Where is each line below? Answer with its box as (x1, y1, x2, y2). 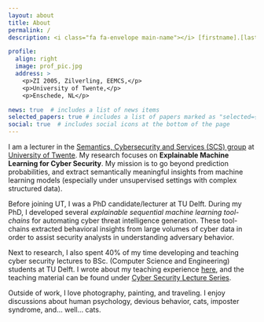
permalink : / (8, 26, 51, 34)
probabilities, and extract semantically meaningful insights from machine (8, 167, 244, 176)
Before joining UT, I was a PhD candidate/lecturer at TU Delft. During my (8, 199, 242, 209)
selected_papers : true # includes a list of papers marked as (8, 113, 216, 121)
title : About (8, 19, 51, 27)
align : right (15, 55, 58, 63)
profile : (8, 48, 37, 56)
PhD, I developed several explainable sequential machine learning (8, 208, 222, 217)
